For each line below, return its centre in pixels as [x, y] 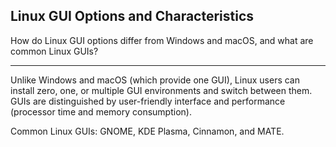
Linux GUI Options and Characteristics [132, 16]
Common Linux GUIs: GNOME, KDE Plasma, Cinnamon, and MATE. [147, 131]
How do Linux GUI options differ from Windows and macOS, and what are [162, 40]
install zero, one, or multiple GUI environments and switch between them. [161, 90]
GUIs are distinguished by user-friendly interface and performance [148, 101]
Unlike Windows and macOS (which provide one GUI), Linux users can [155, 80]
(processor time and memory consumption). [101, 111]
